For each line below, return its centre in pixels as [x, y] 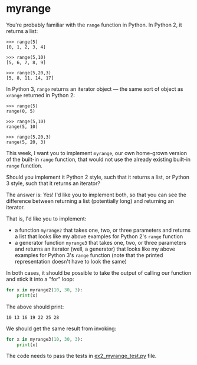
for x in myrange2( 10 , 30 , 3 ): [45, 290]
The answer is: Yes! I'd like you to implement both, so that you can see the [96, 195]
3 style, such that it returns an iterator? [53, 183]
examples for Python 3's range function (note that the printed [89, 255]
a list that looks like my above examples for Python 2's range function [99, 236]
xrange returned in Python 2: [41, 95]
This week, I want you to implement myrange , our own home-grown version [97, 153]
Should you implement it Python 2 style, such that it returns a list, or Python [98, 177]
